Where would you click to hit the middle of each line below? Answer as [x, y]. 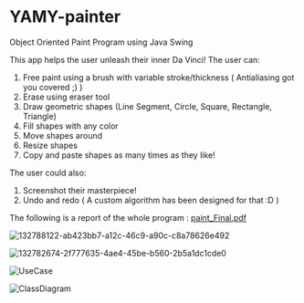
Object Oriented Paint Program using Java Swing [101, 42]
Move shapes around [63, 135]
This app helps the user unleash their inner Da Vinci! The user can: [135, 59]
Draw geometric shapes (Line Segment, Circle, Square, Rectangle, [147, 106]
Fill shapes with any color [70, 126]
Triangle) [40, 116]
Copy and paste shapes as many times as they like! [119, 155]
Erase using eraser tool [66, 97]
